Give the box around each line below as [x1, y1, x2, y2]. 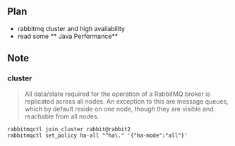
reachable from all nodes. [24, 112, 100, 121]
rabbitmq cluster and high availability [17, 24, 126, 32]
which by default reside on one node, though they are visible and [24, 104, 214, 113]
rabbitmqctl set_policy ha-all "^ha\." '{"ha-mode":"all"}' [7, 132, 188, 139]
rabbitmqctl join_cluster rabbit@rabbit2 [7, 126, 131, 133]
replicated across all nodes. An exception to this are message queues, [24, 97, 229, 105]
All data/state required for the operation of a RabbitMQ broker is [24, 90, 210, 98]
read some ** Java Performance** [17, 32, 119, 40]
